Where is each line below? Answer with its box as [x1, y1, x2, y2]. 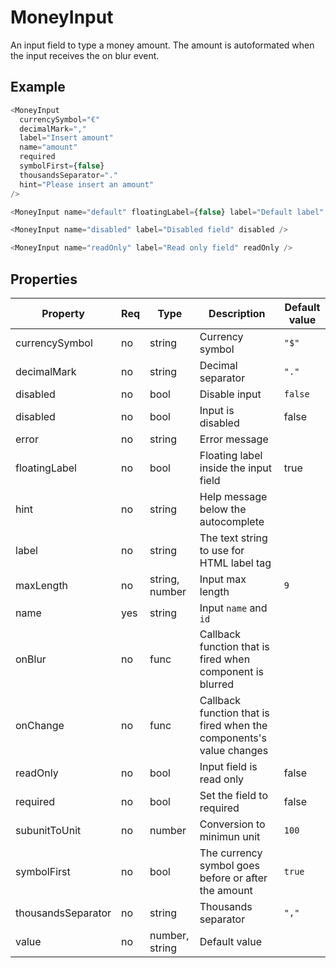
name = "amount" [19, 142, 78, 153]
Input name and [199, 601, 268, 615]
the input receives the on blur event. [10, 49, 160, 61]
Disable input [199, 387, 262, 401]
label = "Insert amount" [19, 133, 114, 143]
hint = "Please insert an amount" [19, 179, 155, 190]
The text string [199, 531, 268, 545]
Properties [10, 271, 78, 288]
